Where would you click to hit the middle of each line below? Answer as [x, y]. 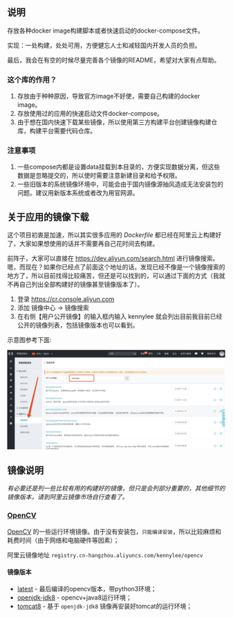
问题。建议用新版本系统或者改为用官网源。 [78, 193]
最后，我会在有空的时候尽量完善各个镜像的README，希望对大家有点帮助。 [114, 60]
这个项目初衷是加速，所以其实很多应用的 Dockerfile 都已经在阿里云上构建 [111, 235]
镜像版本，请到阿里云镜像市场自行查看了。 [68, 497]
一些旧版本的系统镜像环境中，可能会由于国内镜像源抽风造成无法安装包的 [120, 184]
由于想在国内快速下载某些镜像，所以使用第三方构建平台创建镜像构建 [114, 122]
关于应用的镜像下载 [48, 217]
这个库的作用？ [32, 80]
